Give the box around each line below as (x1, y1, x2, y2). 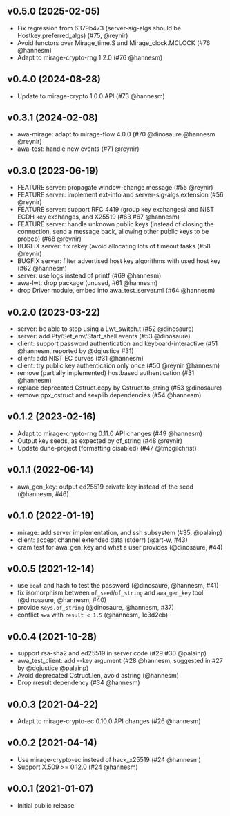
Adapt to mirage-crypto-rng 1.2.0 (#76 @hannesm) (17, 53, 163, 62)
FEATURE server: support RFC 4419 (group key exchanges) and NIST (17, 206, 215, 214)
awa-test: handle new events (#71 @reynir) (17, 145, 140, 153)
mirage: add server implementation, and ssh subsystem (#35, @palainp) (17, 528, 223, 536)
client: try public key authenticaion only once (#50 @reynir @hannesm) (17, 361, 220, 370)
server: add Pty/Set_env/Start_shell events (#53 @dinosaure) (17, 332, 191, 341)
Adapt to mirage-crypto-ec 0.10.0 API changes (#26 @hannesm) (17, 716, 201, 725)
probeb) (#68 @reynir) (17, 235, 82, 243)
